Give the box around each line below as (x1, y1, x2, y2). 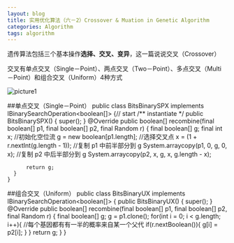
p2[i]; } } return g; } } (7, 228, 67, 237)
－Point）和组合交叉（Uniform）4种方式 (7, 73, 123, 82)
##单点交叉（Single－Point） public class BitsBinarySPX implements (7, 102, 205, 110)
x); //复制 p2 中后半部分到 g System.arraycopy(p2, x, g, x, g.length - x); (7, 150, 212, 159)
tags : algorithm (7, 29, 54, 37)
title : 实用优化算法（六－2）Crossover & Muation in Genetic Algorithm (7, 17, 210, 24)
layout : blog (7, 10, 45, 17)
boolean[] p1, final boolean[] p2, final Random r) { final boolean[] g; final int (7, 124, 223, 133)
